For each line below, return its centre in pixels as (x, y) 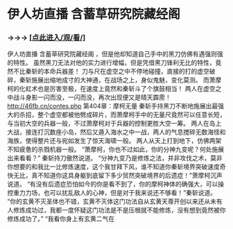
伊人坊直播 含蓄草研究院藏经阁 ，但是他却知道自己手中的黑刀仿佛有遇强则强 (115, 54)
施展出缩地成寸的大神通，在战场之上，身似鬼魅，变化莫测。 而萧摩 (126, 80)
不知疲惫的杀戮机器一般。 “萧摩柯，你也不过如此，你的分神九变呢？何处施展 (116, 149)
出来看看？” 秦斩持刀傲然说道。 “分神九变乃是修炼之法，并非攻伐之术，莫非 (115, 158)
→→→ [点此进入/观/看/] (46, 37)
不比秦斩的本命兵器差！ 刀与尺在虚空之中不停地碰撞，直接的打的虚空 (111, 71)
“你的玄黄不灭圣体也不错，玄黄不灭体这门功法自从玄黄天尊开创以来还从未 (112, 201)
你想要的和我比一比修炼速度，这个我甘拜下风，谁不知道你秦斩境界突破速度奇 (116, 167)
